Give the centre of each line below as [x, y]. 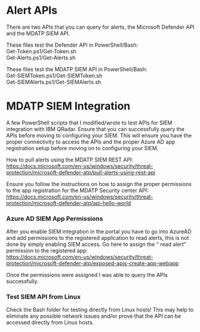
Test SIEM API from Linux [44, 297]
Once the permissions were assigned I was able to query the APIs [87, 275]
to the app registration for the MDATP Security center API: [78, 190]
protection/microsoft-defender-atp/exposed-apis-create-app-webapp [93, 263]
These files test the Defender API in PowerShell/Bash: [72, 45]
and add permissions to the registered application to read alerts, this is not [98, 238]
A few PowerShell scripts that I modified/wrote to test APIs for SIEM [89, 123]
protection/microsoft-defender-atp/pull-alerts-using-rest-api [81, 172]
